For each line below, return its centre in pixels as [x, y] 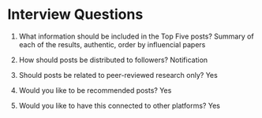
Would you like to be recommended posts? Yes [95, 90]
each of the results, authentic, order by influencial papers [112, 44]
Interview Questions [75, 15]
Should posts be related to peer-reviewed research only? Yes [118, 75]
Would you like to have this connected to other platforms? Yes [119, 105]
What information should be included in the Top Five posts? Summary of [136, 36]
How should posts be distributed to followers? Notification [113, 60]
